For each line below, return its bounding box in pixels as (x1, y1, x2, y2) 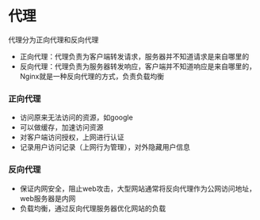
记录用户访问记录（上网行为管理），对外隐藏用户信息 (19, 142, 190, 152)
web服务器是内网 (19, 193, 76, 203)
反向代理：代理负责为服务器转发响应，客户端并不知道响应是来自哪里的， (19, 61, 256, 71)
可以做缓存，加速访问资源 (19, 123, 104, 132)
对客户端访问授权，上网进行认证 (19, 132, 124, 142)
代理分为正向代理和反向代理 (8, 35, 99, 44)
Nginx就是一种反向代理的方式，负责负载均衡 (19, 71, 165, 81)
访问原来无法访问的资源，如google (19, 112, 133, 123)
